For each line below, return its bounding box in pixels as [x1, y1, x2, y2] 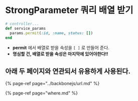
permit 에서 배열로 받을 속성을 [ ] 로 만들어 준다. [12, 45, 109, 51]
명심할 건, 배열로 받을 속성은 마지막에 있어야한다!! [12, 51, 108, 57]
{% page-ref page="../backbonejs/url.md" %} [5, 81, 100, 87]
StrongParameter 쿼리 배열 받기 [5, 4, 133, 16]
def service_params [5, 26, 46, 31]
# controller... [5, 21, 39, 26]
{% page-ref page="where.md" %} [5, 90, 78, 96]
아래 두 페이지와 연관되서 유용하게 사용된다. [5, 67, 130, 75]
